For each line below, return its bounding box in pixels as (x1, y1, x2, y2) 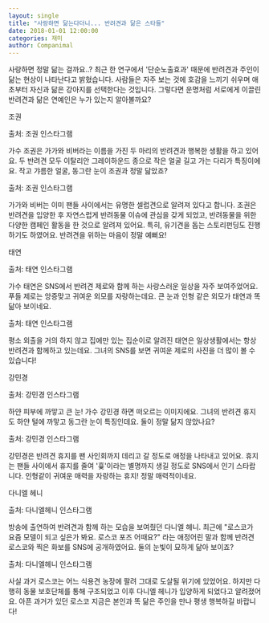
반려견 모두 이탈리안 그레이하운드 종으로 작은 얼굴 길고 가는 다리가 (26, 156, 233, 165)
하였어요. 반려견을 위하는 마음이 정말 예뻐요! (29, 230, 167, 240)
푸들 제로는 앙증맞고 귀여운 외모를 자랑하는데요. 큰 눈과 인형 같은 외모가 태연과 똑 (8, 291, 261, 301)
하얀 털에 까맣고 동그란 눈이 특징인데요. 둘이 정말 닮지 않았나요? (16, 417, 215, 426)
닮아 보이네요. (8, 302, 52, 311)
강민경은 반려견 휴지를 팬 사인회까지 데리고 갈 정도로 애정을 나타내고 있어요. (8, 451, 244, 461)
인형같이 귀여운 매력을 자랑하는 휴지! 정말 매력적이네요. (25, 471, 197, 481)
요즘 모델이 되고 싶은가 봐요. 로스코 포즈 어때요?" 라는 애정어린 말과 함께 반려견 (8, 532, 255, 542)
